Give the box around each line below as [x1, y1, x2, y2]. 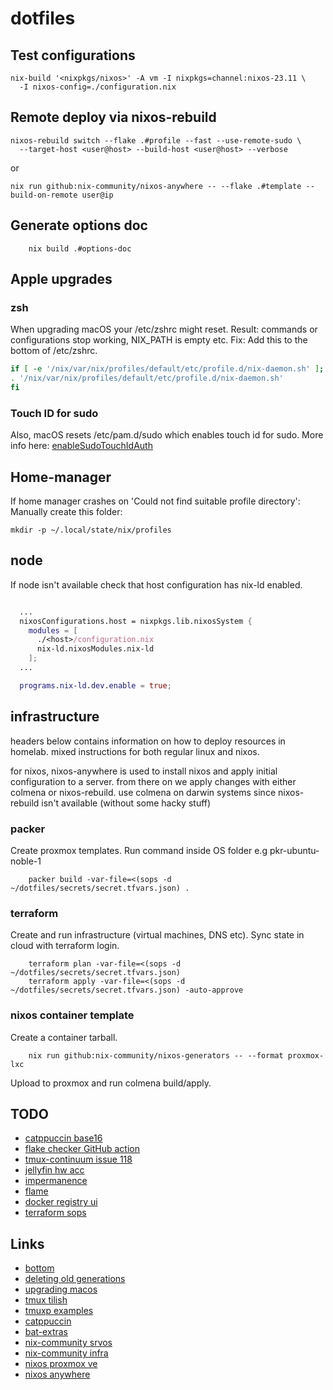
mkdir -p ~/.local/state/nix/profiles [10, 525, 172, 536]
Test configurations [10, 47, 136, 64]
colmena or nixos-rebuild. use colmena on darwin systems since [10, 786, 277, 798]
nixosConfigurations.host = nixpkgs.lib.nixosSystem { [19, 616, 253, 626]
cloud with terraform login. [10, 940, 120, 952]
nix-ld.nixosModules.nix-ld [36, 644, 155, 654]
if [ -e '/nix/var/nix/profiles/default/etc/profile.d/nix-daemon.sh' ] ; [10, 364, 325, 374]
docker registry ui [24, 1196, 98, 1208]
